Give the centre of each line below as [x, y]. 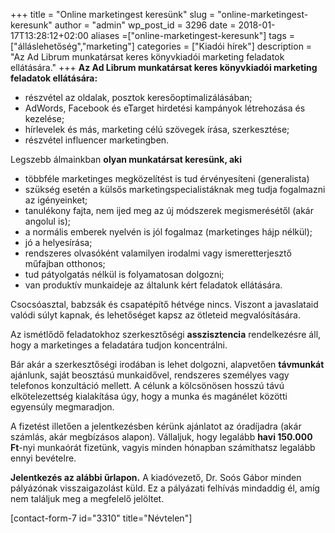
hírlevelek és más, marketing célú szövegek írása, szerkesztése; [157, 129]
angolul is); [48, 221]
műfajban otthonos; [65, 263]
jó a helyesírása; [58, 242]
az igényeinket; [56, 200]
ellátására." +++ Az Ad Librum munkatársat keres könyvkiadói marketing [164, 67]
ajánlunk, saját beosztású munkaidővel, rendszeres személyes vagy [150, 375]
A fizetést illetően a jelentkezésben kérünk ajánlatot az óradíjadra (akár [156, 426]
